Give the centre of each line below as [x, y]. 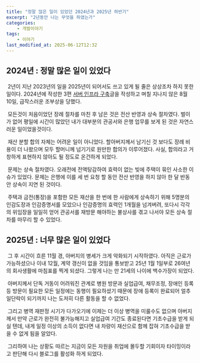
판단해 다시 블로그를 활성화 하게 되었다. [58, 353]
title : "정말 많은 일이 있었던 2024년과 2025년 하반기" [68, 12]
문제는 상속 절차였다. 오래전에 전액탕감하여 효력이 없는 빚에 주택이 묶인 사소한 [98, 169]
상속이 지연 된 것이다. [37, 184]
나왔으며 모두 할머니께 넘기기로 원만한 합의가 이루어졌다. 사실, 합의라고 [106, 149]
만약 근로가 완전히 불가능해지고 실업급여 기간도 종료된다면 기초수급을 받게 [102, 318]
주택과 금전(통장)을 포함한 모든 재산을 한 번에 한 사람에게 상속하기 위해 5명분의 [99, 197]
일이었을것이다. [35, 129]
